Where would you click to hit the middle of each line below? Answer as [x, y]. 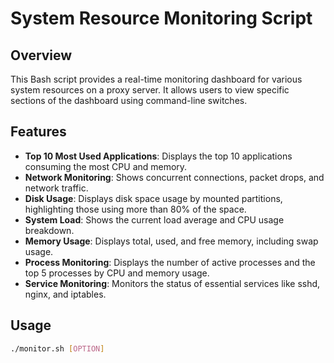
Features [38, 132]
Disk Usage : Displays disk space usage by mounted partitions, [153, 198]
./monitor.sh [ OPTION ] [57, 348]
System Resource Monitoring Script [161, 18]
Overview [41, 55]
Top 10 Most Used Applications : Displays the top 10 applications [158, 156]
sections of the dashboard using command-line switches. [129, 100]
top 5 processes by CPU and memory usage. [117, 273]
